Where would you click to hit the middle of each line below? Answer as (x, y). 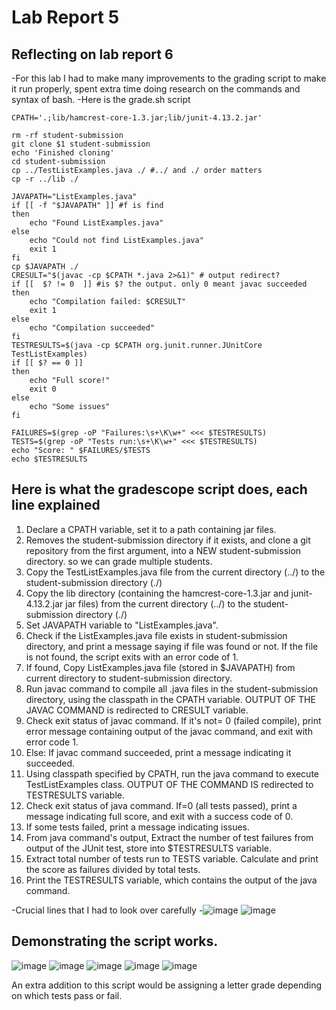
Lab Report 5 (65, 17)
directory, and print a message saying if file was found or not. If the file (172, 646)
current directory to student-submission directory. (129, 678)
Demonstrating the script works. (115, 941)
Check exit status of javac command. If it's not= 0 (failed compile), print (173, 720)
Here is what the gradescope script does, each (159, 489)
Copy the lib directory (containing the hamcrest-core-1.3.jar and (157, 593)
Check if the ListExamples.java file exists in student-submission (156, 635)
